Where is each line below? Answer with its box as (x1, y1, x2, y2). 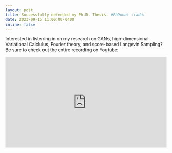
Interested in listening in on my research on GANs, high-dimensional (5, 36, 149, 42)
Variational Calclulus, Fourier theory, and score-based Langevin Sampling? (5, 41, 163, 48)
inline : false (5, 21, 36, 27)
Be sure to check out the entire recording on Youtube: (5, 47, 119, 53)
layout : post (5, 7, 33, 13)
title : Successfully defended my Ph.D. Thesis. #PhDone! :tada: (5, 12, 145, 17)
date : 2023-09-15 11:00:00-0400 (5, 17, 74, 22)
